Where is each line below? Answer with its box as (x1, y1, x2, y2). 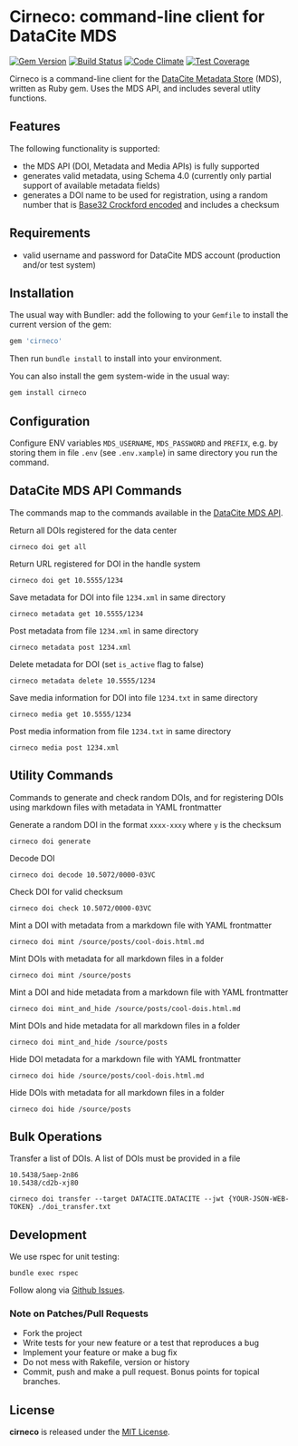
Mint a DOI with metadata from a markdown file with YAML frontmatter (9, 920, 272, 930)
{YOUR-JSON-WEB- (227, 1195, 290, 1204)
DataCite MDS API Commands (9, 483, 183, 498)
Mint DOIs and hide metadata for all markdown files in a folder (9, 1019, 241, 1031)
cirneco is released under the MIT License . (9, 1427, 170, 1438)
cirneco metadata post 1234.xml (9, 643, 131, 652)
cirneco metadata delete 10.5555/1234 (9, 676, 156, 685)
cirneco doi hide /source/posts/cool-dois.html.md (9, 1071, 205, 1080)
